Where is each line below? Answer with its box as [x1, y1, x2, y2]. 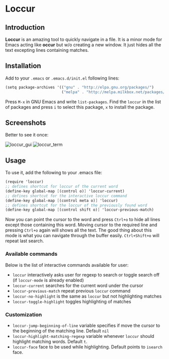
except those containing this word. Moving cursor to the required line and [5, 222, 157, 228]
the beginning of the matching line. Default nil [12, 328, 109, 334]
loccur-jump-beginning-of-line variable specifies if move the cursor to [12, 322, 160, 328]
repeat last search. [5, 238, 44, 244]
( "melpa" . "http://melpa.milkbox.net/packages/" [61, 89, 167, 95]
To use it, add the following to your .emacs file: [5, 170, 102, 176]
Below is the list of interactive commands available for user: [5, 262, 129, 268]
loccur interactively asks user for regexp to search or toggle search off [12, 271, 160, 277]
